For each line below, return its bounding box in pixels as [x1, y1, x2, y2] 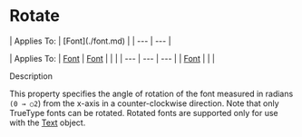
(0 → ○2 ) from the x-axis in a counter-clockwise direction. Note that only [9, 97, 279, 109]
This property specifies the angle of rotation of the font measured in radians [9, 88, 294, 99]
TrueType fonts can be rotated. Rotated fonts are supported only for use [9, 107, 278, 118]
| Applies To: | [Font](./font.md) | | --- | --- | [9, 35, 171, 46]
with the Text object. [9, 117, 86, 128]
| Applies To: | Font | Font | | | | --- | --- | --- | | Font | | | [9, 53, 216, 64]
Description [9, 70, 53, 82]
